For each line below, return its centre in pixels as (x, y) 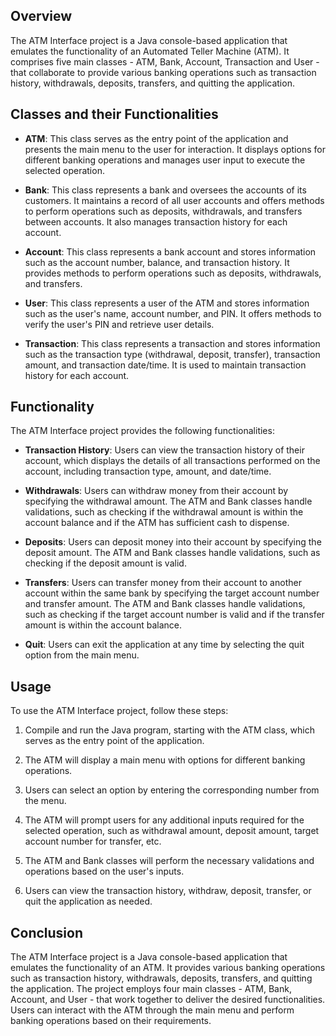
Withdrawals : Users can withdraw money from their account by (156, 491)
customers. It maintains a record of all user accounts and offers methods (174, 200)
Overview (41, 16)
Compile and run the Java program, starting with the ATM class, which (169, 730)
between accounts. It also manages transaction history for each (156, 221)
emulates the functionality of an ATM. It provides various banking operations (168, 968)
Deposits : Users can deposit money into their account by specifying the (173, 542)
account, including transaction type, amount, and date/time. (148, 471)
